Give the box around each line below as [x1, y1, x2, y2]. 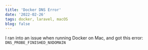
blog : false [5, 21, 30, 26]
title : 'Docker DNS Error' [5, 7, 61, 12]
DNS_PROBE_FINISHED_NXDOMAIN [5, 40, 66, 45]
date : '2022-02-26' [5, 12, 46, 17]
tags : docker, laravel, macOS [5, 16, 68, 21]
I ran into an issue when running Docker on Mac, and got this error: [5, 35, 143, 41]
